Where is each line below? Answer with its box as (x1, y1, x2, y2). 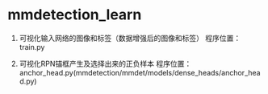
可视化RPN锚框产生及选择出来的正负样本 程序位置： (19, 59, 192, 68)
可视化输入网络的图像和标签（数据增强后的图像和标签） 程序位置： (19, 33, 241, 43)
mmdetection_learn (7, 6, 142, 24)
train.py (19, 42, 45, 51)
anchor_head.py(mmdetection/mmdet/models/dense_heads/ (19, 67, 222, 77)
